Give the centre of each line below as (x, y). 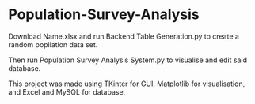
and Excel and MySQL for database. (67, 91)
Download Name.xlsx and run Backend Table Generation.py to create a (124, 36)
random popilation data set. (53, 44)
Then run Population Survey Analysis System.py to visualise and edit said (128, 60)
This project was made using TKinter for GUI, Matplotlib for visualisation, (127, 84)
